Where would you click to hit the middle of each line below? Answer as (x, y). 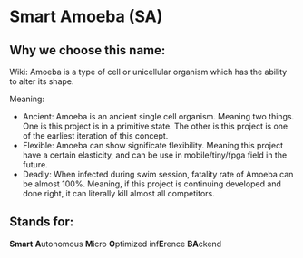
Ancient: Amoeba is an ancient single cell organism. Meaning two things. (158, 116)
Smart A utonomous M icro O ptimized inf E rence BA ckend (116, 244)
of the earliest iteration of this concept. (95, 136)
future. (35, 164)
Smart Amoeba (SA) (86, 17)
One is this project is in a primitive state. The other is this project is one (155, 126)
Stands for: (42, 222)
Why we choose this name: (88, 50)
